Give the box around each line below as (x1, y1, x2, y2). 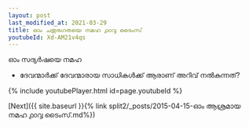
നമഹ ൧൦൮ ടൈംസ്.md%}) (8, 111, 96, 120)
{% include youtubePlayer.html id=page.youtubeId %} (8, 86, 183, 96)
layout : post (8, 11, 51, 20)
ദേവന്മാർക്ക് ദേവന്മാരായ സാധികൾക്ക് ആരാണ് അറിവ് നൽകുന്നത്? (19, 71, 240, 80)
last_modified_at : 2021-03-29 (8, 19, 108, 27)
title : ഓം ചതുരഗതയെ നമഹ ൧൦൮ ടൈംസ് (8, 26, 142, 34)
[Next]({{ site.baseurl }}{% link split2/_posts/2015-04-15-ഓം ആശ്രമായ (8, 101, 241, 111)
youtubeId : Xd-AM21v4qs (8, 33, 86, 42)
